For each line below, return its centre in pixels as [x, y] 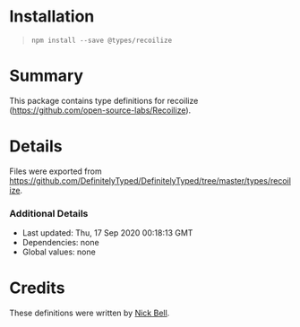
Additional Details [49, 213]
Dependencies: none [61, 243]
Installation [52, 17]
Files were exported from [56, 171]
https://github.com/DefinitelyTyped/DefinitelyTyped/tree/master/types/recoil [150, 180]
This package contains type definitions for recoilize [104, 100]
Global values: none [59, 252]
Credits [37, 288]
